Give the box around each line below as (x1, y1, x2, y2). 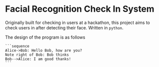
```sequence (5, 44, 29, 48)
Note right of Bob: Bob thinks (5, 52, 69, 57)
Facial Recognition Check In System (5, 3, 155, 15)
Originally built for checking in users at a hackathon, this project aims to (5, 20, 151, 25)
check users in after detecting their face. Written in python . (5, 24, 124, 30)
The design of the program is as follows (5, 34, 85, 40)
